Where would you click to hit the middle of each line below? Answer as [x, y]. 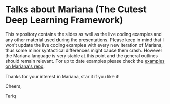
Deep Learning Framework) [64, 20]
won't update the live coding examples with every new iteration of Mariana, [84, 45]
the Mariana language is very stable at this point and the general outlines [82, 56]
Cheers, [13, 86]
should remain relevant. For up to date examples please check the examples [85, 61]
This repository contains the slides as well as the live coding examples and [83, 34]
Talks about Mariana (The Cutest [76, 9]
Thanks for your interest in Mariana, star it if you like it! [62, 76]
